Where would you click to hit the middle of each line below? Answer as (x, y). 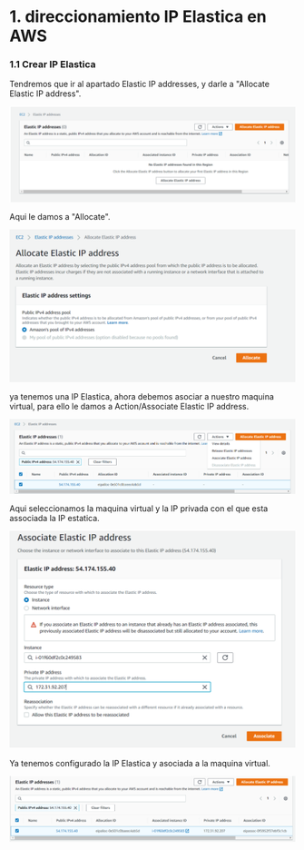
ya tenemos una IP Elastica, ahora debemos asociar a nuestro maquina (142, 396)
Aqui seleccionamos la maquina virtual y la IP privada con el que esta (139, 508)
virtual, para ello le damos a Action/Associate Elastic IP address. (129, 406)
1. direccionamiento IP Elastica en (138, 17)
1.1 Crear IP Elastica (53, 64)
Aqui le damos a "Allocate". (60, 216)
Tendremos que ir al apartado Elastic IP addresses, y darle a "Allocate (140, 84)
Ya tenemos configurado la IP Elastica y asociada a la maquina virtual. (140, 764)
